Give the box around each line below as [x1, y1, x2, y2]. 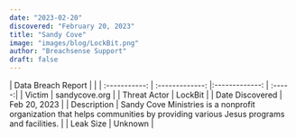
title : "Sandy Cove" [9, 30, 88, 39]
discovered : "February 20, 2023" [9, 22, 135, 31]
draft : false [9, 55, 59, 64]
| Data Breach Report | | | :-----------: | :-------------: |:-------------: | [9, 80, 269, 90]
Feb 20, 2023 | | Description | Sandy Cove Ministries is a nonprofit [9, 99, 255, 109]
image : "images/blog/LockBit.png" [9, 38, 140, 48]
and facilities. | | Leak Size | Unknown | [9, 118, 154, 129]
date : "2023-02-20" [9, 13, 83, 23]
